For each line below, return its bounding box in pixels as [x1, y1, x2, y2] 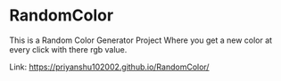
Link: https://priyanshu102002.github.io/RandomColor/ [9, 61, 210, 72]
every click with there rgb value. [9, 44, 128, 54]
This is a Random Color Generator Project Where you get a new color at [9, 35, 273, 45]
